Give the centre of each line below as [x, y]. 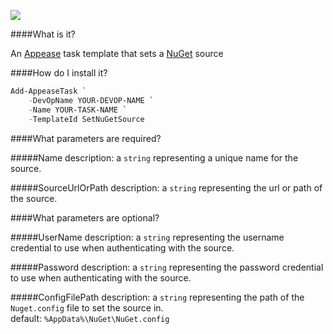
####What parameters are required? [86, 138]
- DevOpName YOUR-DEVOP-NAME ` [91, 100]
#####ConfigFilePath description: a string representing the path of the [157, 297]
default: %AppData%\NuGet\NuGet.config [90, 318]
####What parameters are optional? [85, 217]
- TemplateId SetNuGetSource [86, 119]
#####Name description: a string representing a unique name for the [154, 157]
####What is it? [43, 34]
